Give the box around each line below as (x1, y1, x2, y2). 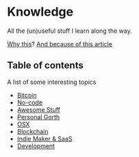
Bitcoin (16, 91, 37, 99)
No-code (16, 98, 43, 106)
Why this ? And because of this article (7, 40, 113, 48)
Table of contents (7, 59, 84, 72)
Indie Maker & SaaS (16, 134, 73, 143)
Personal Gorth (16, 113, 60, 121)
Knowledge (7, 4, 74, 20)
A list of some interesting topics (7, 78, 97, 86)
